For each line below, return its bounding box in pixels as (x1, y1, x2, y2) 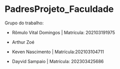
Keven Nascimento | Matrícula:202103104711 (11, 49, 104, 55)
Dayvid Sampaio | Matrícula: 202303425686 (11, 58, 104, 64)
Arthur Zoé (11, 39, 34, 45)
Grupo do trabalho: (4, 20, 44, 26)
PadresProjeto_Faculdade (4, 3, 114, 15)
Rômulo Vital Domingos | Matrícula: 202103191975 (11, 29, 115, 35)
